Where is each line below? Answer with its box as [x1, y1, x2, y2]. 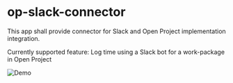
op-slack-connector [7, 4, 126, 20]
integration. [7, 34, 40, 42]
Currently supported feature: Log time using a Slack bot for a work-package [7, 48, 225, 56]
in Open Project [7, 55, 52, 63]
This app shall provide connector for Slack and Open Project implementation [7, 27, 226, 35]
